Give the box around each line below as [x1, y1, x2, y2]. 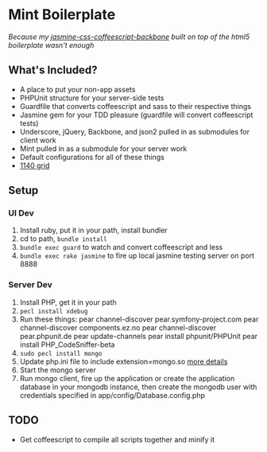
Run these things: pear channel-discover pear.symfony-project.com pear [19, 314, 259, 324]
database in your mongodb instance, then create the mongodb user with [19, 382, 257, 392]
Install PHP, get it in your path [19, 297, 117, 307]
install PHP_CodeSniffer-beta [19, 340, 115, 349]
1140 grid [19, 161, 50, 170]
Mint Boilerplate [8, 6, 116, 24]
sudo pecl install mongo [19, 349, 103, 357]
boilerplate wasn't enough [8, 40, 95, 49]
